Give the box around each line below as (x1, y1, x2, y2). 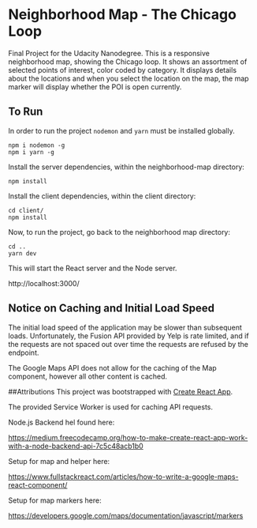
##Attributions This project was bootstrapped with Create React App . (8, 387, 233, 396)
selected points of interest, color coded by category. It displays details (8, 65, 237, 74)
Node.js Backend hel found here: (8, 417, 115, 427)
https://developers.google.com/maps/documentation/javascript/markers (8, 511, 244, 520)
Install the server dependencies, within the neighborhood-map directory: (8, 162, 244, 172)
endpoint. (8, 348, 39, 357)
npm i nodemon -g (8, 141, 65, 149)
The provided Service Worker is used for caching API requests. (8, 402, 214, 412)
